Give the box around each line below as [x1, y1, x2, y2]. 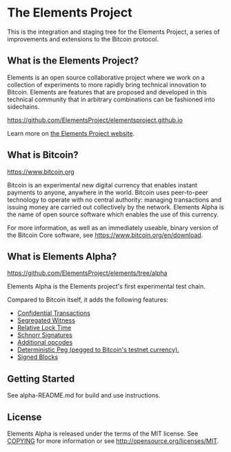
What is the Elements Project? [7, 55, 139, 67]
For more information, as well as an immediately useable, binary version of [7, 223, 219, 232]
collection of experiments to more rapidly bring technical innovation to [7, 81, 207, 89]
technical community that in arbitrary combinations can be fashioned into [7, 95, 215, 103]
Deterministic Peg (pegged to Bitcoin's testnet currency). [17, 346, 179, 354]
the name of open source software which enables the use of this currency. [7, 210, 219, 218]
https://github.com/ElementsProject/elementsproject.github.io [7, 116, 183, 124]
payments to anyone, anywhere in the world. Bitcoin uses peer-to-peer [7, 188, 208, 196]
